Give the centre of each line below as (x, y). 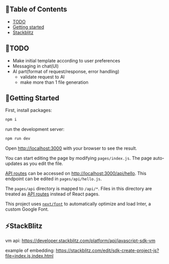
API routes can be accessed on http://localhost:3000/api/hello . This (76, 174)
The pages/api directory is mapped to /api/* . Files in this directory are (79, 189)
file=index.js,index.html (30, 256)
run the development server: (35, 129)
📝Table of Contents (36, 9)
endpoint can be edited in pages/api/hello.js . (54, 179)
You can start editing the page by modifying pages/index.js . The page (79, 158)
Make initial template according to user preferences (66, 60)
